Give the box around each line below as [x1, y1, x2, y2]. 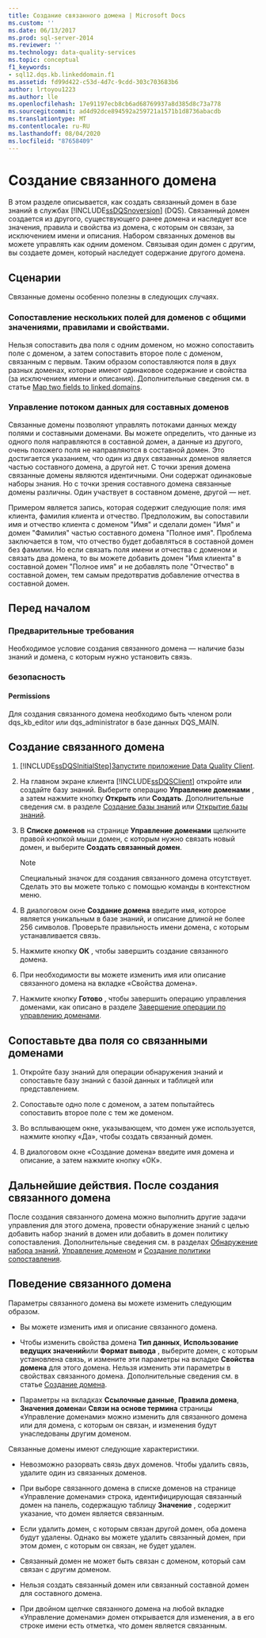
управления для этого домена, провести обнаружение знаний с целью [8, 1221, 249, 1230]
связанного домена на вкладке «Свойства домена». [19, 979, 198, 988]
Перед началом [8, 602, 91, 615]
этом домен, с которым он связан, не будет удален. [19, 1540, 196, 1550]
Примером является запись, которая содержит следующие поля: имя [8, 502, 246, 512]
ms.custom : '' [8, 19, 55, 27]
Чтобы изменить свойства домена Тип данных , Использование [19, 1337, 239, 1347]
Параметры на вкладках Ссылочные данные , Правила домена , [19, 1394, 239, 1405]
